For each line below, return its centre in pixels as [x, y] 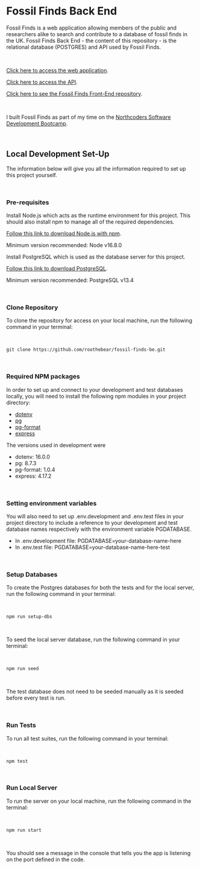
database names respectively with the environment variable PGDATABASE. [99, 529]
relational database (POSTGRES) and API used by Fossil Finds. [84, 47]
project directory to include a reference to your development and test [92, 522]
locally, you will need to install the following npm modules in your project [96, 396]
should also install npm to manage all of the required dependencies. [90, 222]
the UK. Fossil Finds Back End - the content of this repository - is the [91, 40]
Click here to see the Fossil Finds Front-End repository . [74, 93]
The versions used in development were [56, 445]
